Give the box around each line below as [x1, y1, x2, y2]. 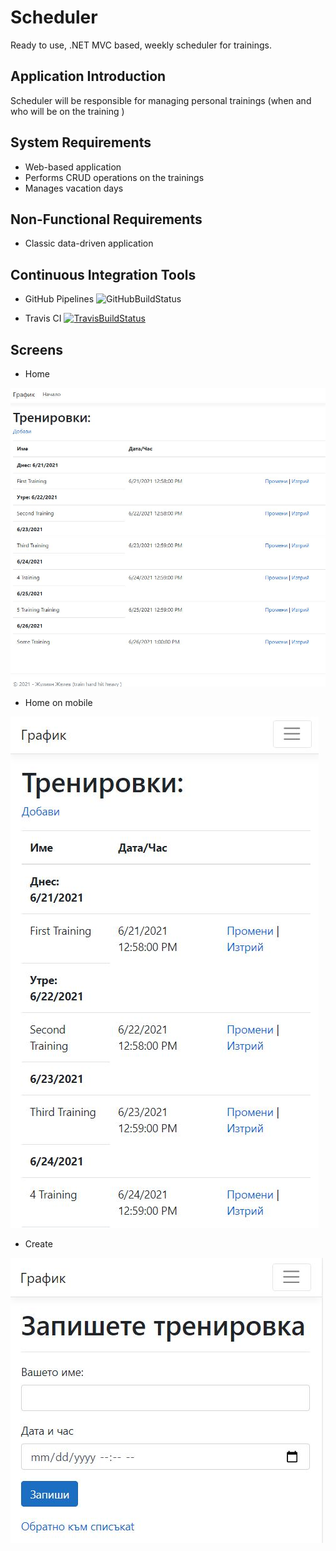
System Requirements [10, 134, 152, 151]
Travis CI [24, 312, 62, 325]
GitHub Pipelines [24, 293, 95, 305]
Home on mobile [24, 696, 93, 708]
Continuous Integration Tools [10, 266, 197, 283]
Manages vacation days [24, 182, 124, 194]
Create [24, 1237, 53, 1250]
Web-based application [24, 161, 122, 173]
